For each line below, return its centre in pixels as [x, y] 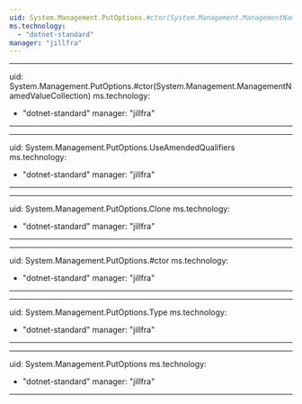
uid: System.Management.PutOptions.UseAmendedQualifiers [122, 148]
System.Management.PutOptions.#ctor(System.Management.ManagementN [151, 86]
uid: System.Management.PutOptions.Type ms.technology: [118, 312]
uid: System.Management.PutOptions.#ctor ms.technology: [119, 261]
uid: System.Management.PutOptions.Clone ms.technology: [120, 209]
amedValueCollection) [50, 96]
